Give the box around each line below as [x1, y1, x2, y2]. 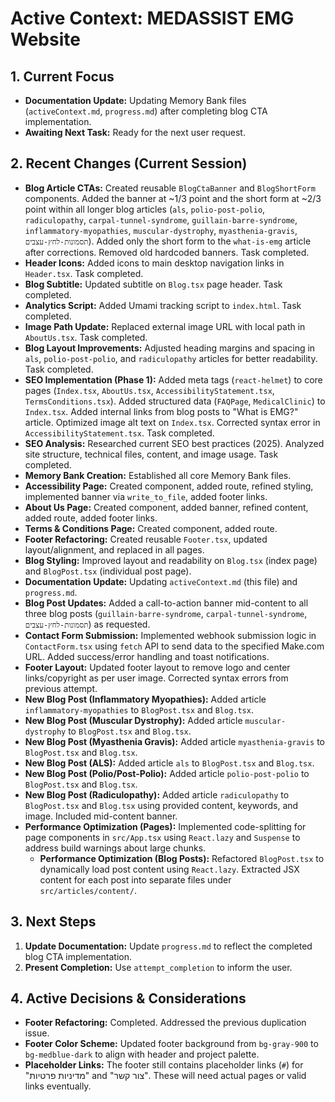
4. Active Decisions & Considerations [10, 990, 247, 1007]
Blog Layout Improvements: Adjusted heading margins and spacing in [24, 342, 316, 354]
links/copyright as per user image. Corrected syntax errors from [24, 672, 289, 684]
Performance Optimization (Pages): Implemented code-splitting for [24, 820, 307, 832]
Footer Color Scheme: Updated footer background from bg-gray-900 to [24, 1038, 319, 1050]
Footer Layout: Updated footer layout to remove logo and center [24, 661, 291, 673]
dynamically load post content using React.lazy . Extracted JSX [39, 863, 300, 875]
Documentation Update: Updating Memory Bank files [24, 95, 247, 106]
